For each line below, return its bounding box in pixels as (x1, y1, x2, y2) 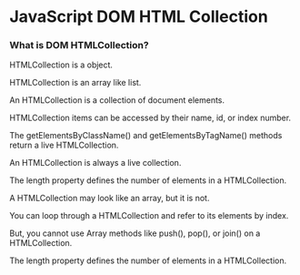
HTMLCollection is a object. (9, 59, 114, 70)
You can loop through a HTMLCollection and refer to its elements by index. (9, 210, 289, 221)
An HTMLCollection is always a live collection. (9, 158, 182, 168)
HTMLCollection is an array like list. (9, 77, 142, 88)
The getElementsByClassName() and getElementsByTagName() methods (9, 130, 283, 141)
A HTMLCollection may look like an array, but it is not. (9, 193, 210, 204)
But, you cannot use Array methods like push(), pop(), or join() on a (9, 228, 261, 239)
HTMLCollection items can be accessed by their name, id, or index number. (9, 112, 292, 124)
